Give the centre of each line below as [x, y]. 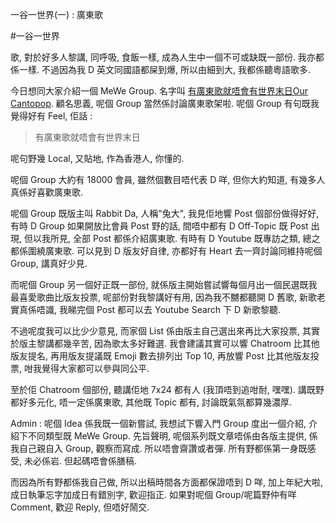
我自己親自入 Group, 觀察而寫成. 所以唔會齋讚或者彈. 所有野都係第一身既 [159, 448]
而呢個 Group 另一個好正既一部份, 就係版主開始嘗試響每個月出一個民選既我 [164, 284]
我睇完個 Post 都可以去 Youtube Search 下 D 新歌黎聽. [170, 309]
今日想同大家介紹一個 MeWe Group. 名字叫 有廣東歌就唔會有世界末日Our [159, 91]
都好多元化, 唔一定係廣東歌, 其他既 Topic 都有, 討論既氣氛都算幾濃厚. [151, 402]
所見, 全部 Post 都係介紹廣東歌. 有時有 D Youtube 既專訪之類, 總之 [185, 238]
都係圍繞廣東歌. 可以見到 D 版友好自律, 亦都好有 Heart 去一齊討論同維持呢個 [166, 251]
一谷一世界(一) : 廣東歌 [57, 14]
